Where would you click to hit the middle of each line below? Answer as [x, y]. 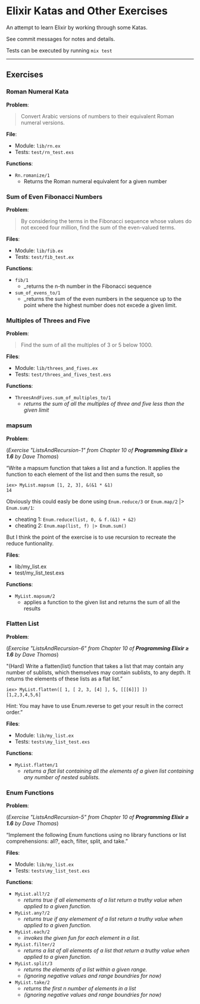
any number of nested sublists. [62, 777]
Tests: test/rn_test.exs [44, 152]
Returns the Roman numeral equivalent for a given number [95, 181]
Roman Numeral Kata [37, 92]
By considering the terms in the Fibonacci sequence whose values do [106, 221]
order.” [14, 712]
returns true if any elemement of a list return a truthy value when [103, 919]
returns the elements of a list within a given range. [85, 970]
